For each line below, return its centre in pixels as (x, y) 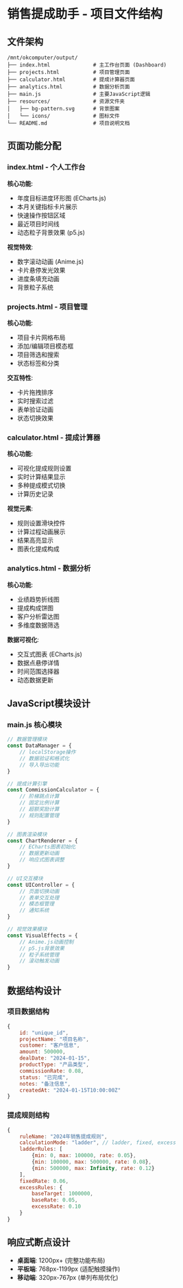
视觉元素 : (20, 509)
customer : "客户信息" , (50, 1046)
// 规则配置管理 (39, 815)
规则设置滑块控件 (41, 523)
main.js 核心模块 (35, 724)
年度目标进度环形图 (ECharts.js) (61, 198)
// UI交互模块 (25, 879)
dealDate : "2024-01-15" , (55, 1058)
